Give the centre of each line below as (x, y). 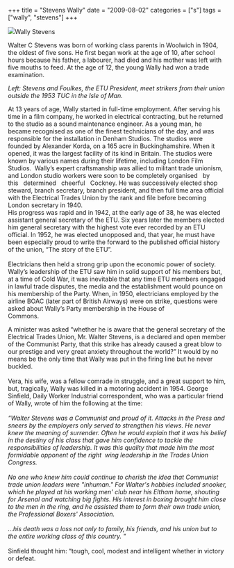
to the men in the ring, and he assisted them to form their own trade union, (115, 506)
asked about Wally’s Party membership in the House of (86, 308)
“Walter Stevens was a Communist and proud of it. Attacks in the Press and (116, 418)
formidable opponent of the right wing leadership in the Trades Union (108, 455)
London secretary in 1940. (45, 205)
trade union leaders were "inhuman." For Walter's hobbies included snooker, (117, 485)
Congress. (23, 462)
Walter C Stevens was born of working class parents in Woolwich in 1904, (113, 45)
